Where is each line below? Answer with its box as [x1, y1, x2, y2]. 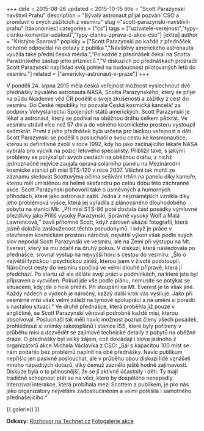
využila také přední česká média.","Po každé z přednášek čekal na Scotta [6, 51, 191, 57]
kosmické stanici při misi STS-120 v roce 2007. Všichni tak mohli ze [6, 166, 175, 174]
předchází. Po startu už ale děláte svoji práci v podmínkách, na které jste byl [6, 270, 199, 278]
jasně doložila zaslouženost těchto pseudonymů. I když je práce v [6, 225, 172, 232]
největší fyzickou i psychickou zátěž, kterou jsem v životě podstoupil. [6, 257, 181, 265]
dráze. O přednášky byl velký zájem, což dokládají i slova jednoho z [6, 336, 177, 342]
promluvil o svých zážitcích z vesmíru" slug [6, 18, 115, 25]
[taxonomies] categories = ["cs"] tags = [24, 24, 125, 32]
